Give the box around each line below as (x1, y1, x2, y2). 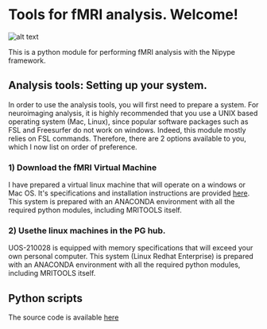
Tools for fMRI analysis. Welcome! (8, 6, 238, 24)
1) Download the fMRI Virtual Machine (8, 161, 157, 172)
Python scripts (8, 292, 83, 305)
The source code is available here (8, 312, 119, 323)
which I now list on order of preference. (8, 141, 137, 152)
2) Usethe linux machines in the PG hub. (8, 225, 166, 236)
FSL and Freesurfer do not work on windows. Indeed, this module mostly (8, 125, 246, 134)
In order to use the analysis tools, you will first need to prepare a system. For (8, 99, 259, 109)
